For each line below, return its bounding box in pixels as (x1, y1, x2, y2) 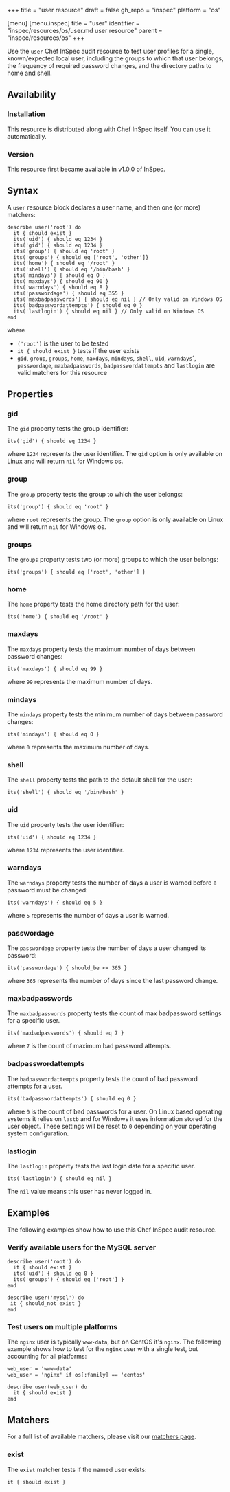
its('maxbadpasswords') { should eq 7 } (7, 1030, 125, 1037)
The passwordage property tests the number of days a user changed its (7, 944, 207, 952)
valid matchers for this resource (16, 368, 108, 376)
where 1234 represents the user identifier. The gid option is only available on (7, 450, 223, 458)
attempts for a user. (7, 1082, 63, 1090)
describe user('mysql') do (7, 1294, 84, 1301)
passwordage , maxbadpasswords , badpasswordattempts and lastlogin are (16, 361, 215, 370)
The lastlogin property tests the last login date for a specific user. (7, 1162, 196, 1171)
